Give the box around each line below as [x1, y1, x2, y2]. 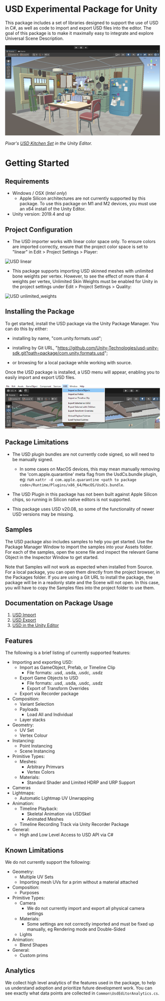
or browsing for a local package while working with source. [12, 359, 132, 365]
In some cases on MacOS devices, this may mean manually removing [19, 466, 160, 472]
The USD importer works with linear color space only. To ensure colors [12, 239, 156, 245]
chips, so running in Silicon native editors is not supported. [12, 496, 131, 502]
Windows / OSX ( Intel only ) [12, 190, 67, 196]
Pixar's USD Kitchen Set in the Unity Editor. [5, 140, 92, 146]
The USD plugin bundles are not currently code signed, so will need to [12, 451, 155, 457]
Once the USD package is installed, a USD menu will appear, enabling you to [5, 369, 160, 375]
